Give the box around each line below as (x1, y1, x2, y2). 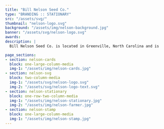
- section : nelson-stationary (5, 89, 67, 94)
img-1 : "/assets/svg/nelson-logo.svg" (9, 80, 89, 85)
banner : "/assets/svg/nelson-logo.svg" (5, 30, 87, 35)
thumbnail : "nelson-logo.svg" (5, 21, 67, 26)
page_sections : (5, 52, 36, 57)
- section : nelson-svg (5, 71, 52, 76)
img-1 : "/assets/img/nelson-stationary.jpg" (9, 98, 102, 103)
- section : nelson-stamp (5, 107, 56, 112)
